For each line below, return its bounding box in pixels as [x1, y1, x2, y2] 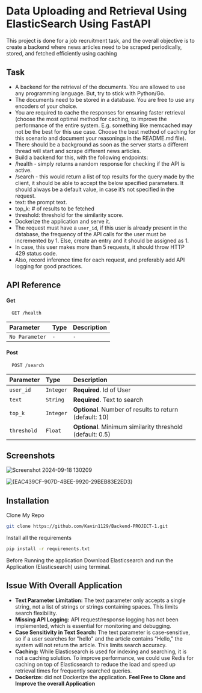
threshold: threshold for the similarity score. [14, 211, 124, 218]
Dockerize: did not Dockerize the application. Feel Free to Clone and [14, 673, 186, 680]
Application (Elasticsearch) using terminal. [6, 563, 111, 570]
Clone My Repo [6, 512, 44, 519]
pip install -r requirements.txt [6, 546, 90, 552]
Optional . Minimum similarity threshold [73, 422, 183, 431]
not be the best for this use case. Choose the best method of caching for [14, 128, 196, 135]
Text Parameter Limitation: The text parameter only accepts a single [14, 597, 186, 604]
